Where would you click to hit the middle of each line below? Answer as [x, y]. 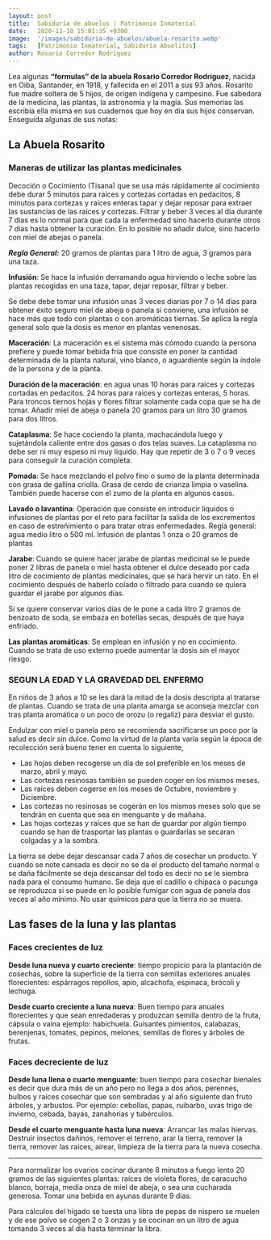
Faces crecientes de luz [56, 947]
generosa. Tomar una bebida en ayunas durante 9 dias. [100, 1196]
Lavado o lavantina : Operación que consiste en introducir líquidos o [121, 508]
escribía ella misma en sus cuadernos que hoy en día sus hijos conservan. [132, 111]
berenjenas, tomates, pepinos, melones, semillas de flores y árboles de [126, 1032]
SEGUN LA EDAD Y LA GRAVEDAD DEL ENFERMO [106, 679]
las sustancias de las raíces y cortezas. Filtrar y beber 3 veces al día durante [135, 211]
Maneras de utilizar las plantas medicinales [95, 168]
